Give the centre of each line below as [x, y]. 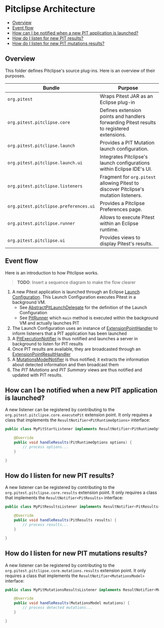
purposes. [15, 76]
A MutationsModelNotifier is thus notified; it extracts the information [81, 359]
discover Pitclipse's [122, 189]
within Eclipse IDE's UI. [126, 169]
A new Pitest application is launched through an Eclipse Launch [76, 292]
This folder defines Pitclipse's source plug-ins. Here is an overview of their [80, 70]
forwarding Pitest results [128, 122]
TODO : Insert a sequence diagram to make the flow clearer [76, 282]
